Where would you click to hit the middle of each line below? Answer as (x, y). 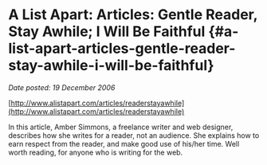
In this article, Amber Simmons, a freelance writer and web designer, (121, 127)
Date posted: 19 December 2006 (62, 87)
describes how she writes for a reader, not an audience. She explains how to (134, 135)
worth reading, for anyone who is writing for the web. (96, 152)
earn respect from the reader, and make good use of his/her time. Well (124, 143)
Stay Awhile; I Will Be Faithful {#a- (124, 31)
